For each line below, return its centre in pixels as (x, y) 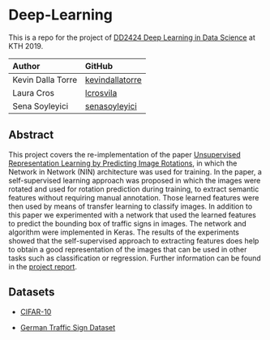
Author (26, 66)
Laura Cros (34, 93)
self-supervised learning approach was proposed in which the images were (135, 180)
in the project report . (43, 266)
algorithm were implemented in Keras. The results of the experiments (124, 232)
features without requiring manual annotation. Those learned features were (134, 197)
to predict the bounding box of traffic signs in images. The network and (128, 223)
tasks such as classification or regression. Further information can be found (135, 258)
